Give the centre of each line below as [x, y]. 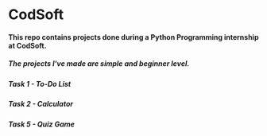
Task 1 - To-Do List [40, 84]
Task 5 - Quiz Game [42, 124]
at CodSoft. [27, 45]
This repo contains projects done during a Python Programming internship [133, 37]
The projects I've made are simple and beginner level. [99, 64]
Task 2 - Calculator [41, 104]
